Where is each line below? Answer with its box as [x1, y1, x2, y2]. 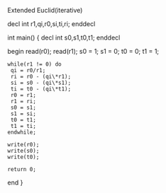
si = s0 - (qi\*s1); [10, 79, 72, 86]
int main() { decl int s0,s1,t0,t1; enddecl [7, 33, 121, 42]
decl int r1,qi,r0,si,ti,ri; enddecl [7, 20, 96, 28]
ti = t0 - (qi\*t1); [10, 86, 72, 93]
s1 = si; [10, 110, 37, 117]
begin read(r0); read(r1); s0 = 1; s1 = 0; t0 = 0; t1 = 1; [7, 47, 160, 55]
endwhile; [7, 129, 37, 136]
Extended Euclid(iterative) [7, 6, 83, 14]
